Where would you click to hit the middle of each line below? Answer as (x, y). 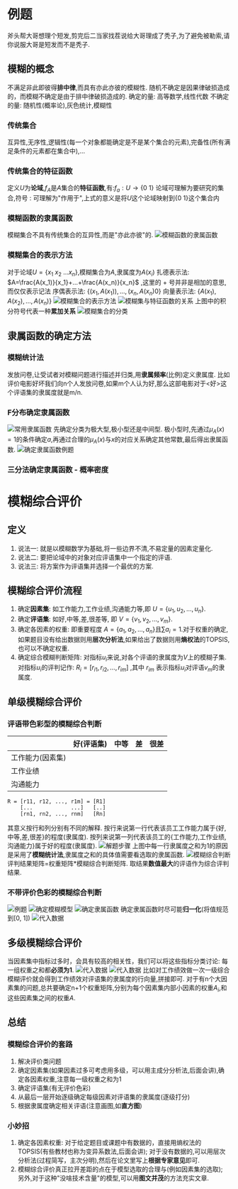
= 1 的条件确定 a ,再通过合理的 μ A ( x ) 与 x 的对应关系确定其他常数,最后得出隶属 (115, 440)
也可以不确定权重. (43, 648)
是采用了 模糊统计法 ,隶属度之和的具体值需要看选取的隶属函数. (96, 855)
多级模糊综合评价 (45, 942)
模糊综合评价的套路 (40, 1044)
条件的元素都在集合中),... (49, 151)
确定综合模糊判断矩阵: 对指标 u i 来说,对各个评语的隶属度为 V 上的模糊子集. (122, 658)
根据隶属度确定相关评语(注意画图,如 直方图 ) (80, 1105)
